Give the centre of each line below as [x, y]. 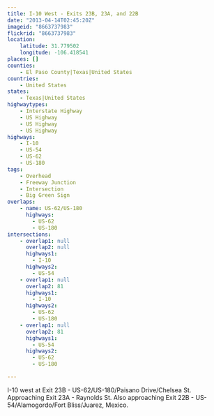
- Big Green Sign [45, 195]
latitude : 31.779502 [49, 46]
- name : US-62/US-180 [51, 209]
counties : [22, 66]
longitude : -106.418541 [54, 53]
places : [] [23, 59]
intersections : [29, 235]
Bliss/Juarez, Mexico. [98, 405]
